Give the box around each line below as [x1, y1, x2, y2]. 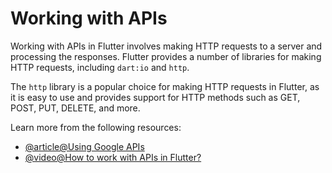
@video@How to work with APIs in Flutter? [24, 151, 202, 163]
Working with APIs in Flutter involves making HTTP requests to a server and [10, 40, 323, 52]
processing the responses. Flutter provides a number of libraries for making [10, 50, 322, 62]
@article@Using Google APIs [24, 140, 145, 152]
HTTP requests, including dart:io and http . [10, 61, 190, 73]
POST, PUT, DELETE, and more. [10, 102, 141, 114]
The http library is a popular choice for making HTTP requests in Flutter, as [10, 80, 320, 92]
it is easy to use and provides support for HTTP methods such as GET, [10, 91, 301, 103]
